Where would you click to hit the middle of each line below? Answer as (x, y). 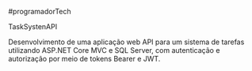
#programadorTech (40, 11)
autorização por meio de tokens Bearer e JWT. (84, 59)
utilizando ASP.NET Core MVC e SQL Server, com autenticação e (114, 50)
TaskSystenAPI (33, 26)
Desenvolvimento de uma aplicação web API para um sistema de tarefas (126, 42)
